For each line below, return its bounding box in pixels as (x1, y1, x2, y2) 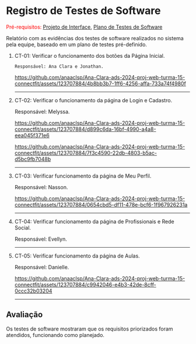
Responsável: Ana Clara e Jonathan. (14, 63, 104, 70)
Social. (14, 224, 31, 231)
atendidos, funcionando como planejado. (6, 331, 105, 338)
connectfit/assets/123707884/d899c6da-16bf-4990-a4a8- (14, 126, 156, 133)
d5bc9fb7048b (14, 155, 51, 162)
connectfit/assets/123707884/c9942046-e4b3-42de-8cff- (14, 281, 156, 288)
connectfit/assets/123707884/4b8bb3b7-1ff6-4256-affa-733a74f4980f (14, 80, 187, 87)
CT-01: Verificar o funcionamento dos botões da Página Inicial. (14, 52, 165, 59)
